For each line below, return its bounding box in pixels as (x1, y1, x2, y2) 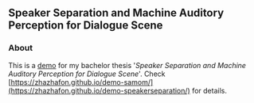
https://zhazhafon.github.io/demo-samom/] (10, 77, 154, 86)
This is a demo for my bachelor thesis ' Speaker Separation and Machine (8, 60, 247, 70)
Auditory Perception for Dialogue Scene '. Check (8, 69, 166, 78)
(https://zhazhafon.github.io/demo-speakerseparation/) (8, 86, 191, 95)
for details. (192, 86, 227, 95)
